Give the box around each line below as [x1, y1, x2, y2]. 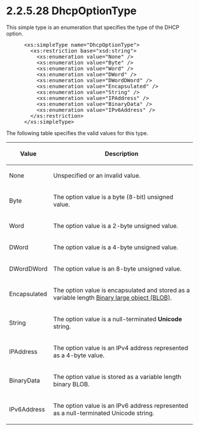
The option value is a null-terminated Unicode [53, 315, 182, 323]
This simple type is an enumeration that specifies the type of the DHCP [6, 24, 179, 31]
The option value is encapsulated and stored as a [53, 286, 190, 294]
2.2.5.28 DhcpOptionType [6, 4, 137, 18]
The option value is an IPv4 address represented [53, 343, 188, 352]
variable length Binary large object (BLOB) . [53, 293, 172, 301]
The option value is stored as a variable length [53, 372, 182, 381]
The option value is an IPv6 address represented [53, 401, 188, 410]
